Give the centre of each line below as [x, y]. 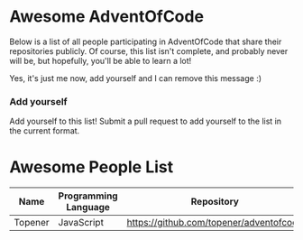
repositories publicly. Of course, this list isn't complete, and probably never [149, 51]
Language [88, 208]
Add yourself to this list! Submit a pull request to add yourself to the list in [146, 121]
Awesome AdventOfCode [107, 17]
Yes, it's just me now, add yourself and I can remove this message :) [136, 78]
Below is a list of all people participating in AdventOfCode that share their [146, 42]
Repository [215, 202]
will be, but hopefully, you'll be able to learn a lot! [101, 60]
